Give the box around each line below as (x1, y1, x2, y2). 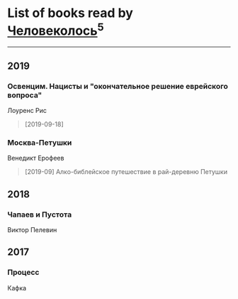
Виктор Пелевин (7, 225, 57, 234)
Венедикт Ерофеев (7, 154, 64, 163)
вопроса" (7, 90, 42, 100)
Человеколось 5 (7, 20, 104, 39)
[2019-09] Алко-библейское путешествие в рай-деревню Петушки (24, 168, 228, 176)
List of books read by (7, 5, 133, 21)
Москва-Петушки (7, 137, 72, 147)
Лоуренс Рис (7, 106, 47, 114)
